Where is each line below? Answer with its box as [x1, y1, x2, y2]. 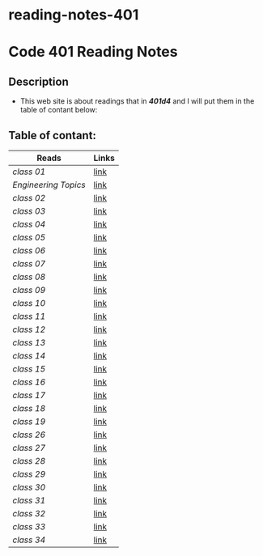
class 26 [12, 429, 46, 440]
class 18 [12, 403, 46, 414]
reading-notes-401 [8, 6, 139, 24]
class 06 [12, 245, 46, 256]
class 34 [12, 534, 46, 545]
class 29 [12, 469, 46, 479]
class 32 [12, 508, 46, 519]
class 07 [12, 258, 46, 269]
